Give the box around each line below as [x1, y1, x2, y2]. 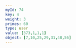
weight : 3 [5, 16, 26, 21]
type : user [5, 26, 28, 31]
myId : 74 [5, 7, 24, 12]
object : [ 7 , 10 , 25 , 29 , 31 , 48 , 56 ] [5, 35, 71, 40]
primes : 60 [5, 21, 28, 26]
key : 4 [5, 12, 19, 17]
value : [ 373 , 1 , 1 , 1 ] [5, 30, 47, 35]
